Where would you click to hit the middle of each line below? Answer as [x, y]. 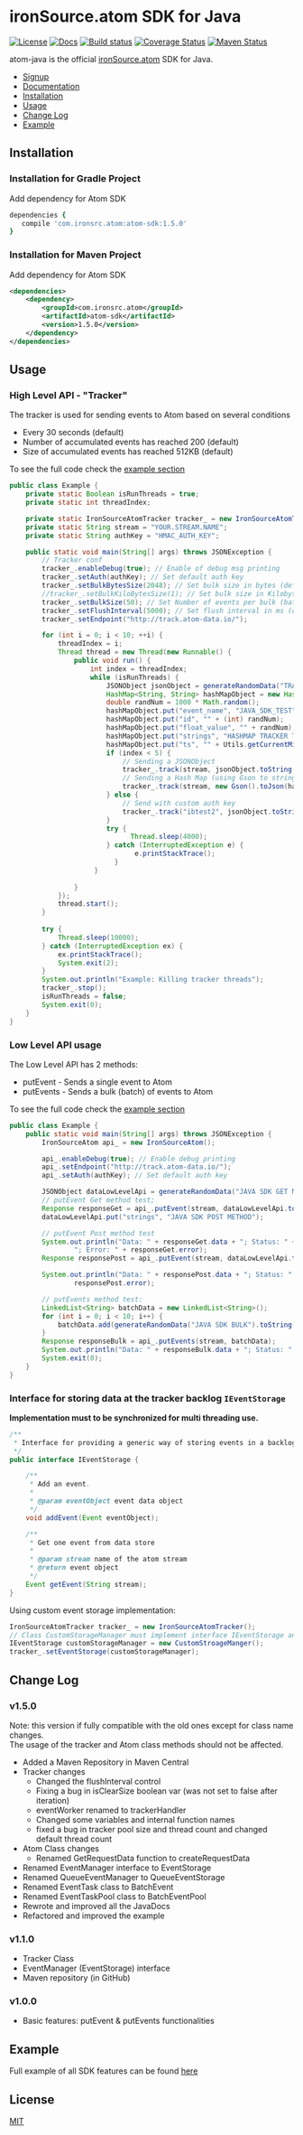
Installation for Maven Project [75, 255]
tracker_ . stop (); [74, 988]
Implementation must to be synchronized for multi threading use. [134, 1417]
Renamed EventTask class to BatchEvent [98, 1887]
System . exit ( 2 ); [88, 963]
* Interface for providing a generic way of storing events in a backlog [155, 1442]
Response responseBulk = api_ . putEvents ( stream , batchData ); [159, 1342]
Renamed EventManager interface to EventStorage [117, 1868]
